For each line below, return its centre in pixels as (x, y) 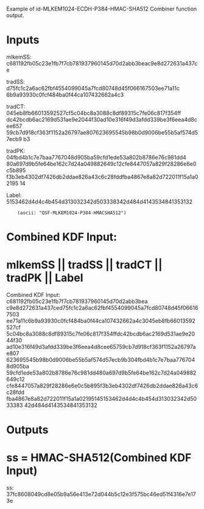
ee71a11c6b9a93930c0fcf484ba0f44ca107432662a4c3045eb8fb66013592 (101, 321)
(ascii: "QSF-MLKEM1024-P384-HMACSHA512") (72, 213)
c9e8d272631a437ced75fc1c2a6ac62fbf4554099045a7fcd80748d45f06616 (102, 308)
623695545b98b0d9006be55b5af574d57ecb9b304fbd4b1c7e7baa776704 (101, 360)
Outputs (27, 430)
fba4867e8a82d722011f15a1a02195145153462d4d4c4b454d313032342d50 (101, 399)
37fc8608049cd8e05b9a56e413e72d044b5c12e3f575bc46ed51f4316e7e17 (101, 494)
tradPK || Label (45, 278)
